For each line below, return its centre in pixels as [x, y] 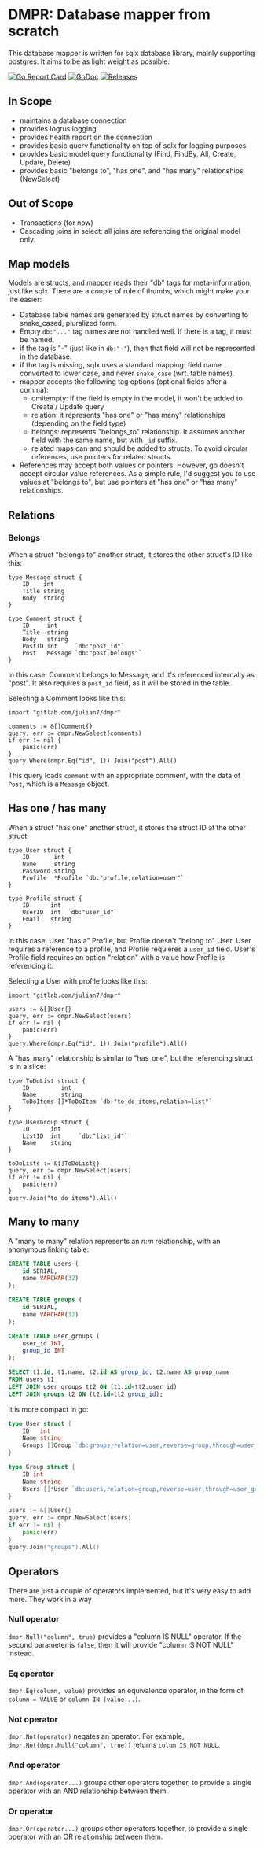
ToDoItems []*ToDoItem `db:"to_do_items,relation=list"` [117, 1102]
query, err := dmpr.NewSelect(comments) [75, 733]
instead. [21, 1653]
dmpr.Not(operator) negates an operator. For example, [96, 1736]
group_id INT [44, 1351]
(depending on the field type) [79, 423]
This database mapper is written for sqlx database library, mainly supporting [132, 53]
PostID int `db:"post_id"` [73, 647]
